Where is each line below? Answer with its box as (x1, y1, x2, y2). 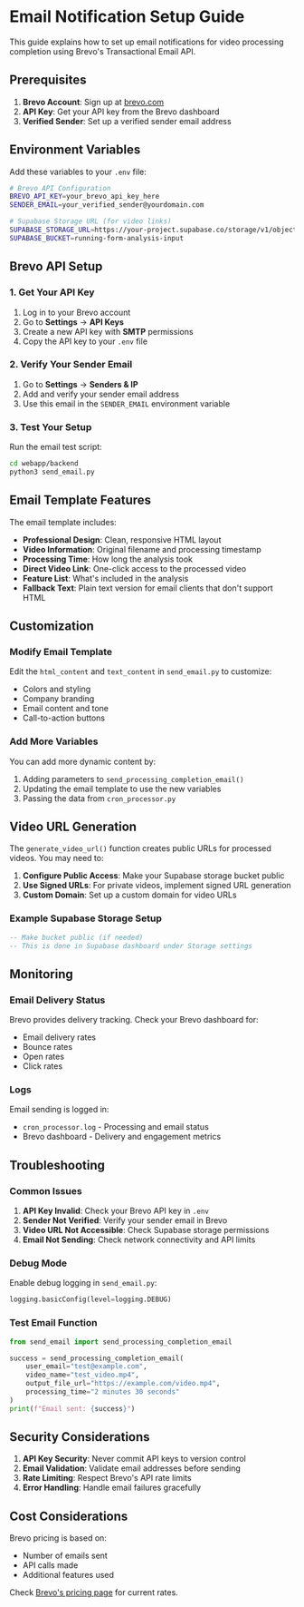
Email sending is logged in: (9, 1104, 109, 1115)
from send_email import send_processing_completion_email (9, 1337, 233, 1347)
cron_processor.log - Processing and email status (22, 1122, 210, 1132)
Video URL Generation (9, 819, 138, 835)
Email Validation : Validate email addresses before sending (22, 1463, 242, 1474)
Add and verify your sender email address (22, 388, 179, 399)
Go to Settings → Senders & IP (22, 378, 138, 389)
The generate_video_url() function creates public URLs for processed (9, 843, 271, 854)
